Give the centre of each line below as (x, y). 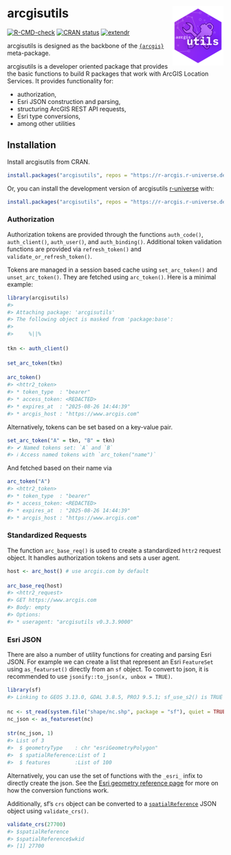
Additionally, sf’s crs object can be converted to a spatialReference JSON (112, 803)
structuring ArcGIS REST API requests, (71, 109)
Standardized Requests (47, 535)
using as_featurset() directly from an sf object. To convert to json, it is (108, 669)
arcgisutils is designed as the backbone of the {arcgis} (86, 45)
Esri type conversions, (49, 116)
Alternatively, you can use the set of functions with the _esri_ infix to (105, 775)
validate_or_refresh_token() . (50, 256)
